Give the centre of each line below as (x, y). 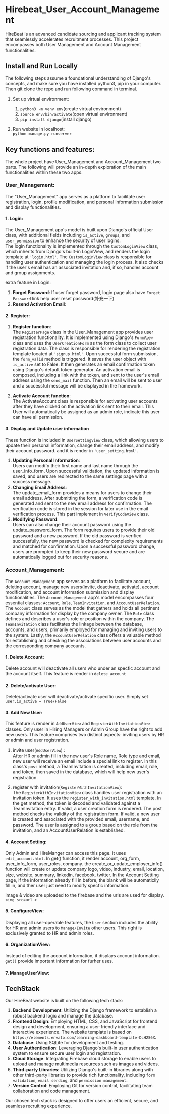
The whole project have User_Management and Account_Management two (83, 161)
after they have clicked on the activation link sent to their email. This (83, 406)
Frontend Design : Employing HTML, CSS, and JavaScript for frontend (85, 1021)
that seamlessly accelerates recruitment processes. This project (72, 39)
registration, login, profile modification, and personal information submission (84, 202)
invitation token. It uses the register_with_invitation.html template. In (87, 798)
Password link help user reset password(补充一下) (63, 299)
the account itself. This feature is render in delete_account (66, 673)
